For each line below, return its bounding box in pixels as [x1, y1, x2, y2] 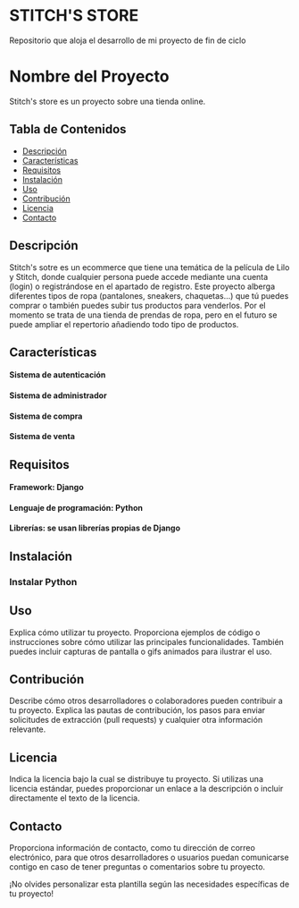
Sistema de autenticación [9, 369, 106, 380]
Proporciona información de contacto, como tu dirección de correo [9, 843, 256, 853]
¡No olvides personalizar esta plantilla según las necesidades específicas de [9, 878, 290, 889]
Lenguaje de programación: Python [9, 502, 143, 513]
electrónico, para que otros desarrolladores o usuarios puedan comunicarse [9, 852, 289, 862]
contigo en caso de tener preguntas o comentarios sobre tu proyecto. [9, 861, 266, 872]
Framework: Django [9, 482, 85, 493]
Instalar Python [9, 575, 78, 588]
